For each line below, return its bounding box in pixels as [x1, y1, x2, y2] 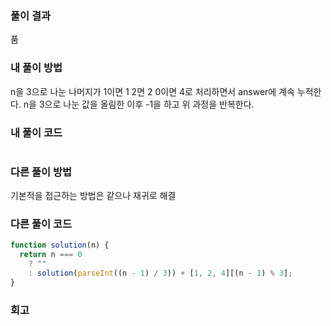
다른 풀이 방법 [10, 165, 73, 179]
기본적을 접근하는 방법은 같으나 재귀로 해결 [10, 190, 177, 202]
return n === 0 [19, 250, 83, 260]
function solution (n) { [10, 240, 110, 251]
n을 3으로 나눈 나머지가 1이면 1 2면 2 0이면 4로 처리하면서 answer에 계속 [10, 85, 295, 97]
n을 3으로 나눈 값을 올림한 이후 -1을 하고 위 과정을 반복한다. [23, 98, 255, 110]
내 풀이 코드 [10, 125, 63, 139]
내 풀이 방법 [10, 61, 63, 75]
